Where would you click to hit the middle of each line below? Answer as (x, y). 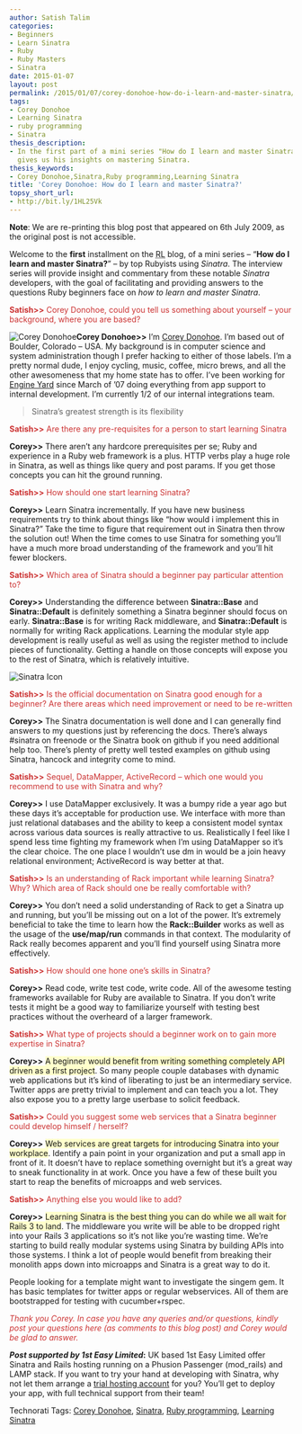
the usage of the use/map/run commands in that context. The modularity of (150, 934)
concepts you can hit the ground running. (86, 475)
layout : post (34, 85)
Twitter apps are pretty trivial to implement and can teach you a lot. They (144, 1090)
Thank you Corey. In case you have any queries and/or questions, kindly (144, 1318)
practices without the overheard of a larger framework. (111, 1016)
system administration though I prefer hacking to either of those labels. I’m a (151, 355)
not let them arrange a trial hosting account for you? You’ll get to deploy (142, 1383)
